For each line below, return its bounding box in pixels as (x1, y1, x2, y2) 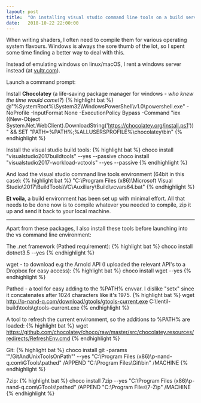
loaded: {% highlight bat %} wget (6, 322, 89, 329)
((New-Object (6, 116, 40, 123)
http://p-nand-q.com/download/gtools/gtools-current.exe (6, 298, 148, 305)
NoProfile (6, 109, 30, 117)
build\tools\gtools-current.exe (6, 304, 80, 311)
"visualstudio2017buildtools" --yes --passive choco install (6, 153, 150, 160)
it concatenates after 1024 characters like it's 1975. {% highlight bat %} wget (6, 292, 195, 299)
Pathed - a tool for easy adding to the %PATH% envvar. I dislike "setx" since (6, 285, 194, 292)
